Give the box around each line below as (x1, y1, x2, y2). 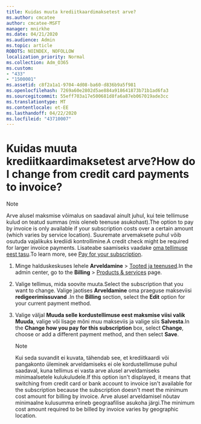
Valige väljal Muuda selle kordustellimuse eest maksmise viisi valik (14, 311, 185, 319)
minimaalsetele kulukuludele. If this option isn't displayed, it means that (14, 373, 191, 381)
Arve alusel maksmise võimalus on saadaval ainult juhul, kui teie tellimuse (6, 212, 189, 220)
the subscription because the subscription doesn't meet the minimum (14, 386, 188, 394)
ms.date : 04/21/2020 (6, 31, 59, 38)
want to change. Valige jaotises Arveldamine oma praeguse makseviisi (14, 287, 192, 294)
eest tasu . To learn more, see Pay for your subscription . (6, 250, 143, 258)
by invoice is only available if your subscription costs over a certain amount (6, 225, 194, 232)
